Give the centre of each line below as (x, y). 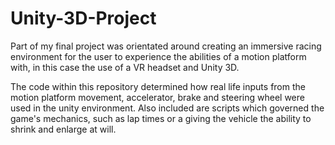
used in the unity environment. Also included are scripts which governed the (167, 108)
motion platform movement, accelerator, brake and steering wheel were (157, 97)
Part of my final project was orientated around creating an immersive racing (166, 46)
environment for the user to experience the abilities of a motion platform (158, 56)
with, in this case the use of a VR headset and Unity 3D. (125, 67)
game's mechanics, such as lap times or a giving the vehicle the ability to (161, 118)
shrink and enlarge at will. (63, 129)
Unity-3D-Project (83, 18)
